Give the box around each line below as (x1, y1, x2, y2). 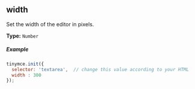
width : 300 (11, 72, 42, 78)
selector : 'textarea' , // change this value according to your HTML (11, 66, 189, 72)
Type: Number (6, 32, 39, 39)
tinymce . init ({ (6, 61, 44, 67)
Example (6, 46, 29, 53)
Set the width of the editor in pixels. (6, 20, 94, 27)
